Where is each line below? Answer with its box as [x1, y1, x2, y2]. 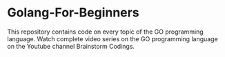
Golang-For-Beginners [7, 5, 139, 21]
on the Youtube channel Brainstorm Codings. [7, 42, 135, 50]
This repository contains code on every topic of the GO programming [7, 27, 204, 36]
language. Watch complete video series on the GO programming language [7, 34, 219, 43]
